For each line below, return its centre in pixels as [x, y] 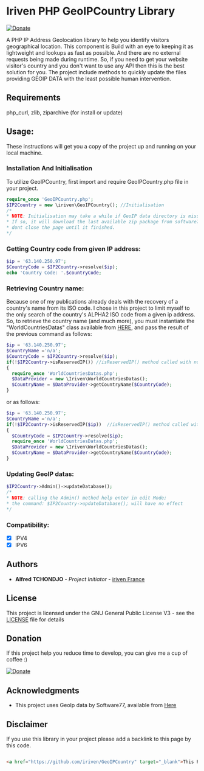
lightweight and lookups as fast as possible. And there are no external [93, 52]
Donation [24, 639]
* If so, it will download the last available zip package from [89, 222]
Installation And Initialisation [49, 169]
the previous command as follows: [49, 334]
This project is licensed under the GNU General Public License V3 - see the [100, 613]
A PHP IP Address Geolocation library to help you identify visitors [88, 40]
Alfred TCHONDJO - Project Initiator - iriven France [80, 579]
